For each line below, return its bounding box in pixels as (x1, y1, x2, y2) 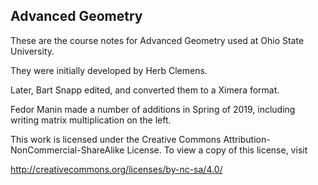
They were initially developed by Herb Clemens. (10, 64, 208, 76)
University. (10, 45, 55, 57)
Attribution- (223, 133, 271, 145)
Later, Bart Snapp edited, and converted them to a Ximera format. (10, 84, 280, 96)
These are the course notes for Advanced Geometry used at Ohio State (10, 34, 305, 46)
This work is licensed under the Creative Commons (10, 133, 222, 145)
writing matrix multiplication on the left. (10, 114, 172, 126)
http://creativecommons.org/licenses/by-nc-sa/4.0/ (10, 163, 223, 175)
